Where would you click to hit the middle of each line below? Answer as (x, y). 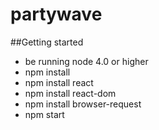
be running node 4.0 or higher (86, 61)
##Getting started (47, 42)
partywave (56, 14)
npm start (44, 114)
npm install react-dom (70, 93)
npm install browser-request (83, 104)
